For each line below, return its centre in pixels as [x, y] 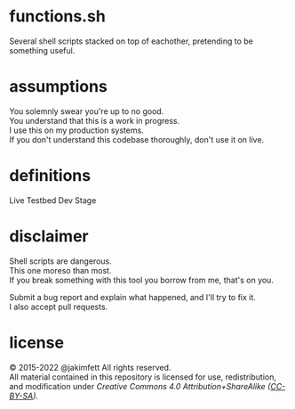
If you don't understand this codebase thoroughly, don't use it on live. [137, 139]
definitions [50, 176]
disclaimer [49, 236]
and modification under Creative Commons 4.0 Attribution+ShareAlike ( [140, 386]
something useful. [42, 50]
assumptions [59, 87]
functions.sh [58, 16]
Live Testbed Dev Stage [53, 200]
